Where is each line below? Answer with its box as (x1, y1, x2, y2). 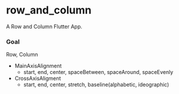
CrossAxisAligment (14, 75, 61, 82)
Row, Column (6, 51, 38, 58)
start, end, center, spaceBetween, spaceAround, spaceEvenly (23, 69, 174, 76)
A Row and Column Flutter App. (6, 23, 82, 30)
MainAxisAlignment (14, 62, 62, 69)
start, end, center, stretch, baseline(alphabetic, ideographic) (23, 81, 170, 88)
